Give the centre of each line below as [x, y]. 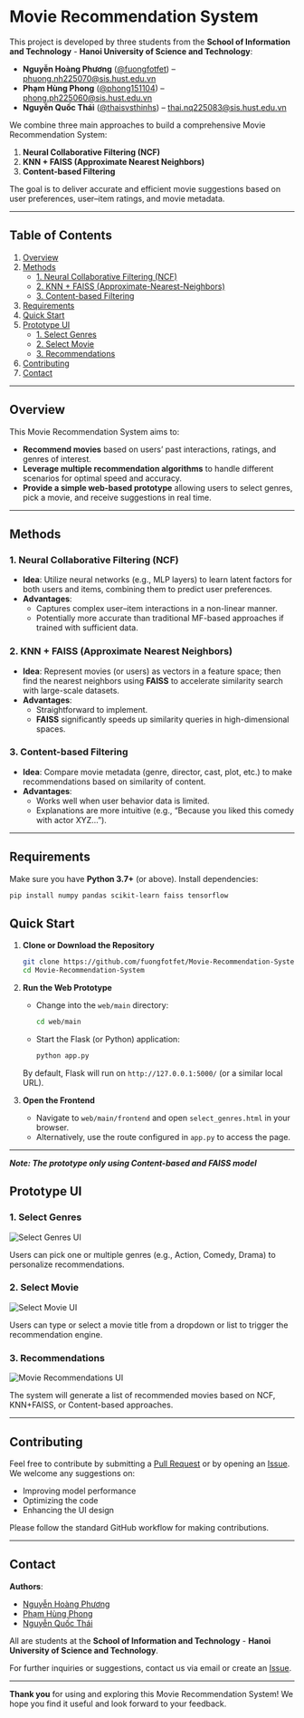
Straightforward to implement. [92, 709]
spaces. [51, 729]
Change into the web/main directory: [102, 1005]
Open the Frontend [58, 1100]
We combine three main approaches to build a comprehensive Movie [138, 125]
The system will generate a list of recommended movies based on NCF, [142, 1396]
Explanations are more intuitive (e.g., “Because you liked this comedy [165, 810]
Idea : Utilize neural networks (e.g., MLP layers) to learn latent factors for [157, 580]
